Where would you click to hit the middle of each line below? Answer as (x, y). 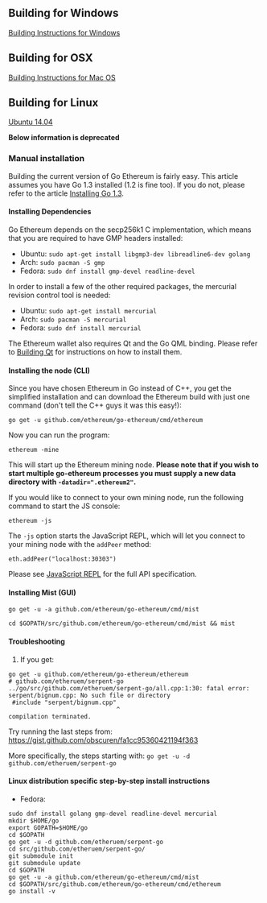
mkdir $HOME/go (34, 821)
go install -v (32, 891)
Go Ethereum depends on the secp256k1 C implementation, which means (130, 230)
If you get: (37, 659)
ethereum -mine (34, 450)
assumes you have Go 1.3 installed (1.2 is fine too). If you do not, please (127, 184)
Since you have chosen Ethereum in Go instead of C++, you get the (120, 388)
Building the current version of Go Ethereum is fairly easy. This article (123, 176)
